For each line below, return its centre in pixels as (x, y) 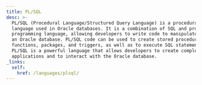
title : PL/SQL (24, 12)
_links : (16, 62)
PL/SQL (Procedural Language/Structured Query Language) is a (91, 23)
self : (19, 67)
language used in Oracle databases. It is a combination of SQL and (99, 28)
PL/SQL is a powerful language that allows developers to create (95, 51)
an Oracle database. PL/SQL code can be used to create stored (92, 40)
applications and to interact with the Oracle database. (84, 56)
